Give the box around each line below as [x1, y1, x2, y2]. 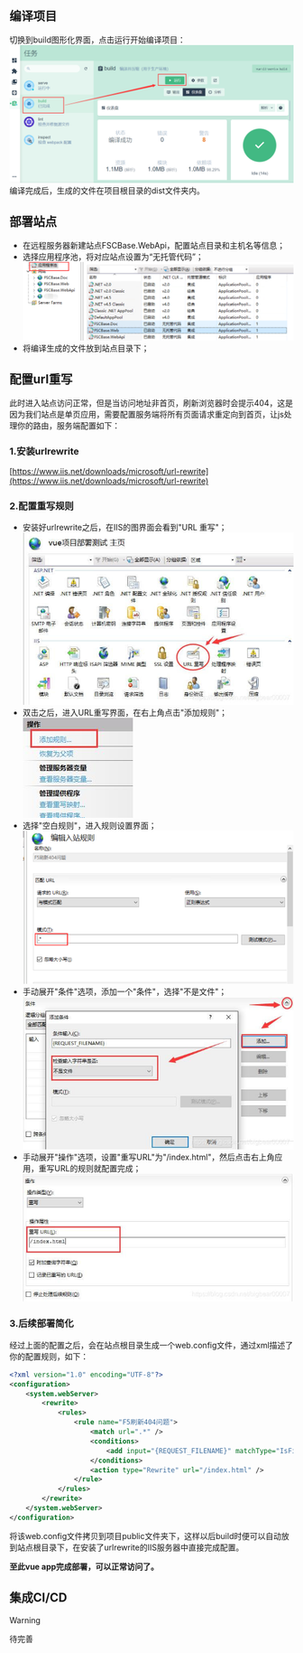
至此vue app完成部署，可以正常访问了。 [9, 1561, 160, 1572]
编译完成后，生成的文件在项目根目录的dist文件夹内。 [9, 184, 205, 196]
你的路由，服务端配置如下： [16, 419, 120, 431]
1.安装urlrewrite [9, 445, 79, 457]
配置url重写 [9, 371, 73, 387]
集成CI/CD [9, 1590, 68, 1606]
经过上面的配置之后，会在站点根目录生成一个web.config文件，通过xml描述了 [9, 1339, 294, 1350]
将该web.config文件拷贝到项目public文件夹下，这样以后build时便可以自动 [9, 1530, 282, 1541]
